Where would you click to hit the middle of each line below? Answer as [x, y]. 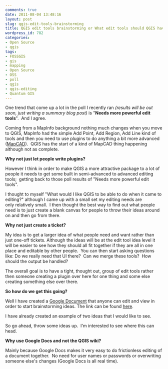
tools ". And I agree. [26, 118]
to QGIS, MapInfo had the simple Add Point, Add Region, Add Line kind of [80, 133]
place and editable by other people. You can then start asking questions [80, 251]
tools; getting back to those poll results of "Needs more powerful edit [77, 179]
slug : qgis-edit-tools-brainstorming [44, 24]
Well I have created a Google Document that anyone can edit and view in [80, 301]
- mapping [15, 65]
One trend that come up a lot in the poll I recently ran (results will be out [79, 107]
